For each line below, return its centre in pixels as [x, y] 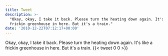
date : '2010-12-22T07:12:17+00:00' [42, 28]
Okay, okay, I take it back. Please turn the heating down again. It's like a [79, 42]
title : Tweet [19, 10]
